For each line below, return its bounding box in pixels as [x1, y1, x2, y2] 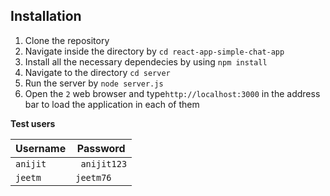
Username [15, 141, 67, 155]
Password [76, 141, 126, 155]
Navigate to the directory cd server [24, 66, 171, 78]
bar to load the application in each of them [24, 98, 200, 110]
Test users [10, 117, 56, 129]
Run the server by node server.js [24, 77, 164, 89]
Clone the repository [24, 34, 110, 46]
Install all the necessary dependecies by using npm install [24, 55, 268, 68]
